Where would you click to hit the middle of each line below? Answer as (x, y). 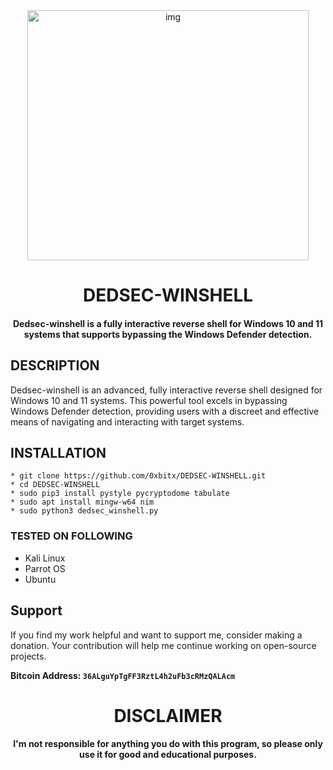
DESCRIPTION (55, 365)
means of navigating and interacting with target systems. (127, 421)
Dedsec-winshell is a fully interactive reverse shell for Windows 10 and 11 (167, 323)
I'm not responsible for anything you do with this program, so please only (168, 744)
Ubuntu (40, 579)
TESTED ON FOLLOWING (71, 536)
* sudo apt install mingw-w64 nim (82, 502)
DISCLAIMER (168, 715)
